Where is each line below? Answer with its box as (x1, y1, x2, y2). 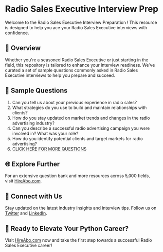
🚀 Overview (5, 44, 41, 52)
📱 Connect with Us (5, 192, 62, 200)
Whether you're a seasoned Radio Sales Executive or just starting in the (5, 57, 148, 63)
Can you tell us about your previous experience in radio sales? (12, 99, 137, 105)
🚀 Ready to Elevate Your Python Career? (5, 224, 129, 233)
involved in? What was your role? (12, 130, 79, 136)
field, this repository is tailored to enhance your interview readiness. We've (5, 62, 155, 68)
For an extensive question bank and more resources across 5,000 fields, (5, 173, 150, 179)
